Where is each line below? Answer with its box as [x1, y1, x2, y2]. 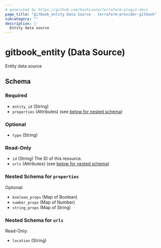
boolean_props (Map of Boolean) [12, 194, 78, 200]
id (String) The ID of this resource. [12, 156, 82, 162]
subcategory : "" [5, 16, 38, 21]
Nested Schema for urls [5, 216, 64, 223]
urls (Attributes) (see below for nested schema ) [12, 161, 109, 167]
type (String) [12, 132, 38, 138]
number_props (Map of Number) [12, 199, 75, 205]
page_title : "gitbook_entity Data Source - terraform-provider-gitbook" [5, 12, 157, 17]
